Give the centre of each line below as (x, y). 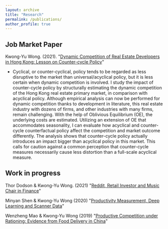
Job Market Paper (34, 44)
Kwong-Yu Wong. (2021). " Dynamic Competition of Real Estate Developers (82, 56)
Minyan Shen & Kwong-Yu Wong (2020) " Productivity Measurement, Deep (82, 200)
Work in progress (33, 173)
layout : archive (22, 10)
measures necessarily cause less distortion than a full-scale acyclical (85, 152)
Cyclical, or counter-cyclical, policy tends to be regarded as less (79, 72)
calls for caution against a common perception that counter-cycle (80, 147)
